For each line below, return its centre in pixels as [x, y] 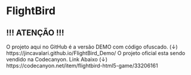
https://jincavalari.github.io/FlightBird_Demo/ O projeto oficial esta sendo [96, 53]
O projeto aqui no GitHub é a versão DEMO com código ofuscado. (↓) [92, 47]
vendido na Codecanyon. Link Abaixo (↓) [57, 59]
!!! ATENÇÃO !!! [35, 33]
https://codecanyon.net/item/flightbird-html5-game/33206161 [82, 66]
